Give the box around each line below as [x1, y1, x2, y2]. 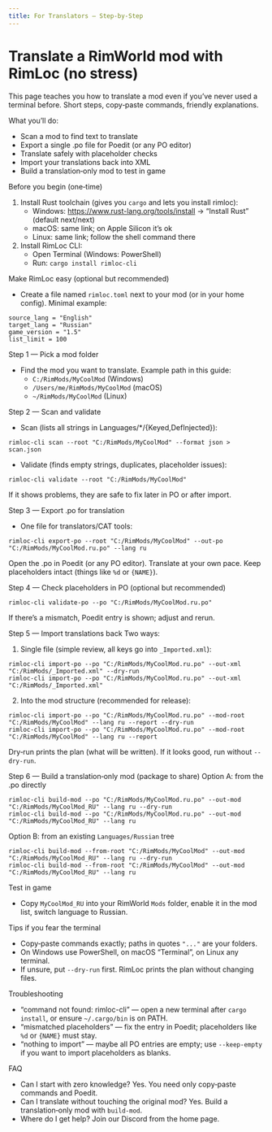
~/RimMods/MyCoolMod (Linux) [32, 391, 127, 401]
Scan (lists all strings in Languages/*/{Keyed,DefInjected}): [19, 422, 218, 432]
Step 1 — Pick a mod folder [8, 349, 99, 359]
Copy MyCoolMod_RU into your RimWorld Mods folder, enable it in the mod [19, 898, 257, 908]
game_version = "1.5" [8, 328, 82, 336]
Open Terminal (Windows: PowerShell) [32, 249, 162, 259]
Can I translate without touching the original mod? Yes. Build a [19, 1096, 228, 1106]
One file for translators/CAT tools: [19, 521, 132, 531]
